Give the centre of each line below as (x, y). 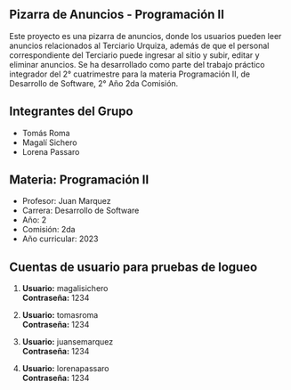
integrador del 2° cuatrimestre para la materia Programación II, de (130, 74)
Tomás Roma (46, 133)
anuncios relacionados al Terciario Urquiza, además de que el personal (139, 45)
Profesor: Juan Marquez (66, 201)
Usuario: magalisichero (65, 288)
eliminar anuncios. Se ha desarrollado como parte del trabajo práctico (137, 64)
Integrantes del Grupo (71, 112)
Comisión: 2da (48, 230)
